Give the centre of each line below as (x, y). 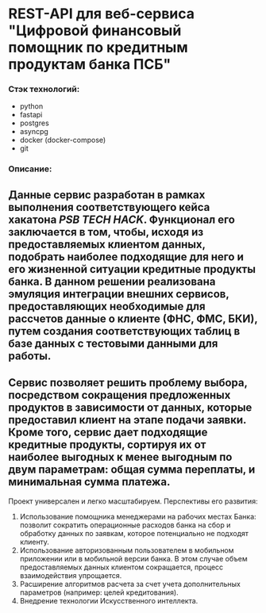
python (31, 106)
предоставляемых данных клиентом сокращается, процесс (121, 567)
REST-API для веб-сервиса (102, 14)
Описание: (30, 169)
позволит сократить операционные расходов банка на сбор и (125, 525)
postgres (34, 123)
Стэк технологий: (44, 90)
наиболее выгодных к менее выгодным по (120, 457)
